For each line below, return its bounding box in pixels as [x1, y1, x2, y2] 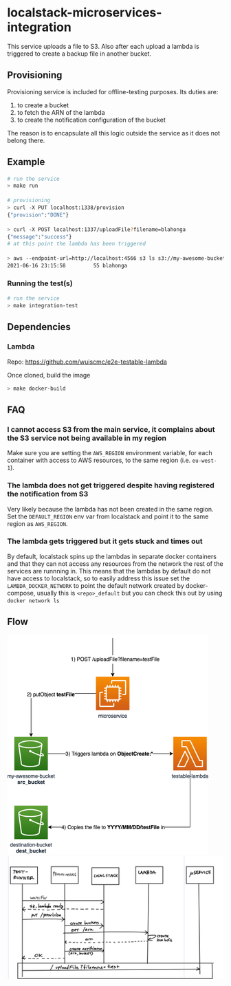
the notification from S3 [7, 490, 89, 499]
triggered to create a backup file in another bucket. [7, 50, 152, 58]
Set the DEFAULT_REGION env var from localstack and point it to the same [7, 512, 209, 521]
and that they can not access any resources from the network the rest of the [7, 559, 223, 568]
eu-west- [192, 457, 217, 465]
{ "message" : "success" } [7, 233, 72, 240]
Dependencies [7, 321, 71, 333]
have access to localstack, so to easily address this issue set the [7, 574, 190, 582]
